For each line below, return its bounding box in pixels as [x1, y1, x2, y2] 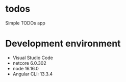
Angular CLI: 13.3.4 [12, 71, 53, 77]
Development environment [5, 38, 121, 49]
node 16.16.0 [12, 65, 39, 71]
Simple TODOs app [5, 20, 46, 26]
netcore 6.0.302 [12, 60, 47, 66]
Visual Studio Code [12, 54, 54, 61]
